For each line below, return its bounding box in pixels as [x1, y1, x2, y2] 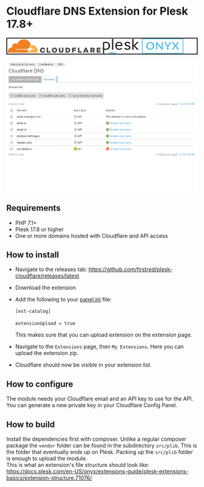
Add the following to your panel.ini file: [15, 296, 112, 303]
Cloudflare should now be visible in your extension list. [15, 361, 152, 369]
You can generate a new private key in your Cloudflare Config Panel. [6, 402, 178, 409]
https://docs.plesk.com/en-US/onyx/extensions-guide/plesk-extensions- [6, 468, 189, 475]
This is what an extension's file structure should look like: [6, 461, 150, 469]
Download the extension [15, 284, 76, 292]
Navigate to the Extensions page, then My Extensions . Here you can [15, 343, 184, 351]
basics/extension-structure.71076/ [6, 474, 92, 482]
